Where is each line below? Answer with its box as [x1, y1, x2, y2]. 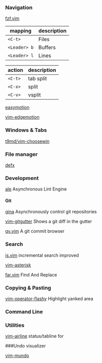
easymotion [5, 105, 30, 111]
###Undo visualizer [5, 343, 46, 349]
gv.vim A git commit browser [5, 228, 65, 234]
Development [5, 174, 39, 181]
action [8, 67, 24, 74]
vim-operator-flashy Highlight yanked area [5, 296, 93, 302]
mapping [10, 27, 32, 34]
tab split [28, 75, 47, 82]
